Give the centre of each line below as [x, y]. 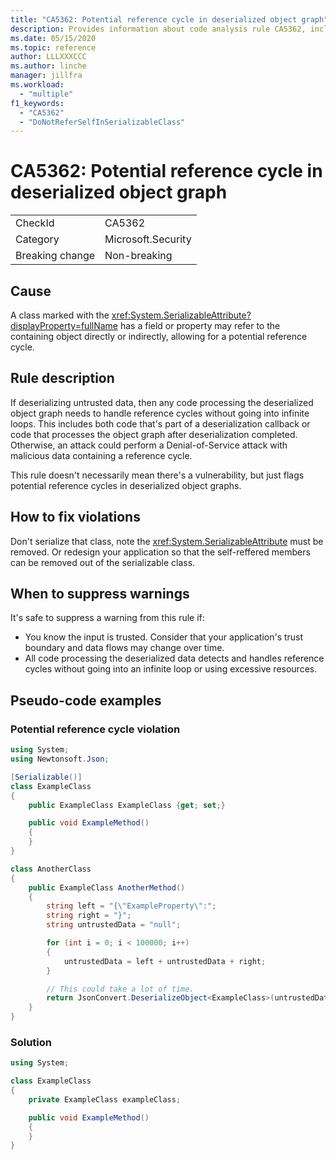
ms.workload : [37, 85]
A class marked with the [60, 315]
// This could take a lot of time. [120, 989]
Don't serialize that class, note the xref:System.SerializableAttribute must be [167, 541]
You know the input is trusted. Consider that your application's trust [164, 637]
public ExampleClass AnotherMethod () [107, 887]
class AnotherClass [51, 869]
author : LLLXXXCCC [48, 57]
